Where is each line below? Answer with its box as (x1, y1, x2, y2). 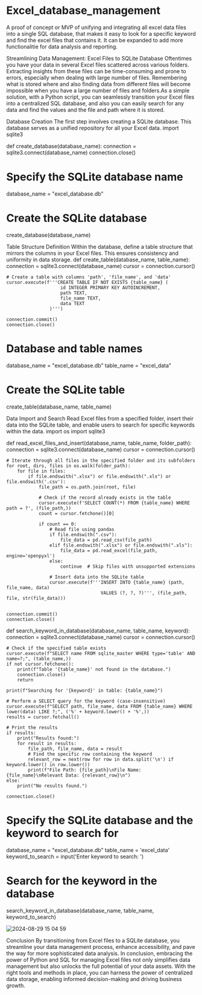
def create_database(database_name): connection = (6, 142, 137, 149)
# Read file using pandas (49, 526, 115, 533)
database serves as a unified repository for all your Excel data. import (6, 124, 179, 131)
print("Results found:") (17, 735, 80, 741)
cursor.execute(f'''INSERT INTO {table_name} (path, (49, 579, 185, 585)
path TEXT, (60, 290, 87, 296)
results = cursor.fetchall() (6, 714, 80, 720)
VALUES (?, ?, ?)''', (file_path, (100, 589, 188, 596)
